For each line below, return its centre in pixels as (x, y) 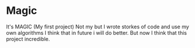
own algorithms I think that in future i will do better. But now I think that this (96, 32)
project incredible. (28, 39)
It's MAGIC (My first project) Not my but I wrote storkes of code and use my (98, 27)
